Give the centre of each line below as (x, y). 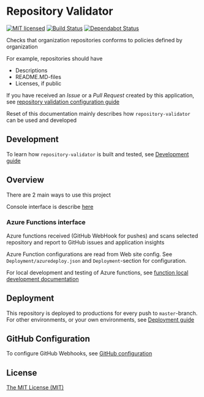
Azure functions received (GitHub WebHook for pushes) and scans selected (102, 236)
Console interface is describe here (50, 206)
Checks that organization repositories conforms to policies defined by (94, 40)
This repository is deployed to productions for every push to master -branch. (102, 313)
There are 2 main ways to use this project (59, 195)
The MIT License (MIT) (35, 388)
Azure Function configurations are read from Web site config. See (89, 254)
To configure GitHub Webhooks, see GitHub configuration (79, 354)
